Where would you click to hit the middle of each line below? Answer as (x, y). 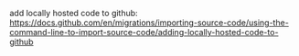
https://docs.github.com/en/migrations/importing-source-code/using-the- (149, 23)
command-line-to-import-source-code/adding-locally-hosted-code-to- (144, 32)
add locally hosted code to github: (74, 13)
